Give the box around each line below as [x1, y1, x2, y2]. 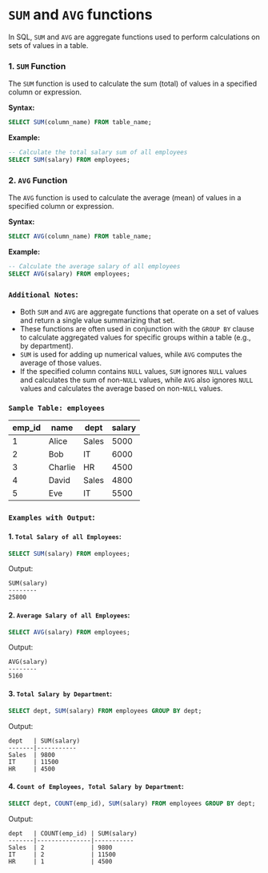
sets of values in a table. [8, 40, 89, 50]
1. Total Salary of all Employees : [8, 531, 122, 541]
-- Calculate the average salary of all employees [8, 263, 181, 271]
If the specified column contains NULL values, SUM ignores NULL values [19, 367, 247, 376]
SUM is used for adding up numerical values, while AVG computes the [19, 350, 242, 360]
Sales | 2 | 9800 [8, 843, 113, 851]
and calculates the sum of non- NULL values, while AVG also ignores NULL [19, 375, 254, 385]
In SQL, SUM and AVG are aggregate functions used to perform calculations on [8, 32, 260, 42]
